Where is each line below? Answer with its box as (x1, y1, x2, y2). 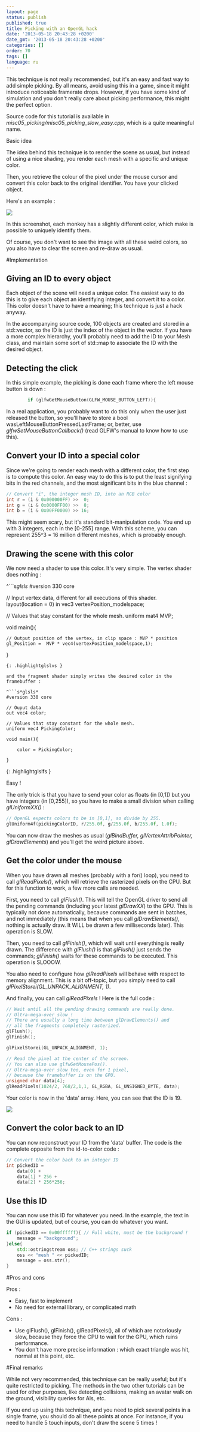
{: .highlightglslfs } (6, 768, 51, 775)
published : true (6, 20, 47, 26)
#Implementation (6, 256, 48, 263)
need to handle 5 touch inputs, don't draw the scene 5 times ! (6, 1419, 158, 1427)
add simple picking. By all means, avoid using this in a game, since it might (6, 82, 190, 89)
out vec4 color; (6, 710, 47, 716)
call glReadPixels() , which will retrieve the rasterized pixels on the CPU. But (6, 878, 191, 885)
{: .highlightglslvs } (6, 663, 63, 669)
